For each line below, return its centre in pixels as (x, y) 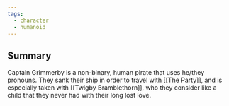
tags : (15, 14)
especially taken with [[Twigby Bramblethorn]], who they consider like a (112, 88)
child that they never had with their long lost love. (79, 95)
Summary (29, 55)
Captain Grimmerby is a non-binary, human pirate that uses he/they (106, 73)
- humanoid (30, 27)
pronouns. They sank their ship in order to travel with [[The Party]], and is (115, 80)
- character (32, 20)
